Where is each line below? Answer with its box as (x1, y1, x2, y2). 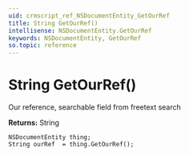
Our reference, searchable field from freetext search (8, 102, 182, 112)
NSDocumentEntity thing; (8, 134, 91, 142)
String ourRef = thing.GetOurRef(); (8, 141, 135, 149)
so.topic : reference (8, 42, 78, 50)
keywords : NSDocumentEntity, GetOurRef (8, 34, 142, 42)
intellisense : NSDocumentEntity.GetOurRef (8, 26, 152, 34)
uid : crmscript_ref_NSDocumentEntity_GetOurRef (8, 11, 171, 20)
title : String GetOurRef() (8, 19, 99, 27)
